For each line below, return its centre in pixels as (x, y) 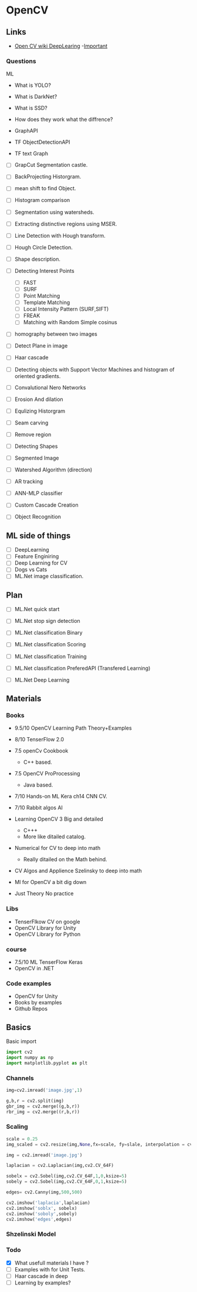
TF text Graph (31, 154)
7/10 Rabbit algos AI (39, 808)
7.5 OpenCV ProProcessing (47, 774)
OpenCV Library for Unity (45, 927)
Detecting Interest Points (44, 271)
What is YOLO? (33, 85)
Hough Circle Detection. (44, 247)
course (16, 949)
